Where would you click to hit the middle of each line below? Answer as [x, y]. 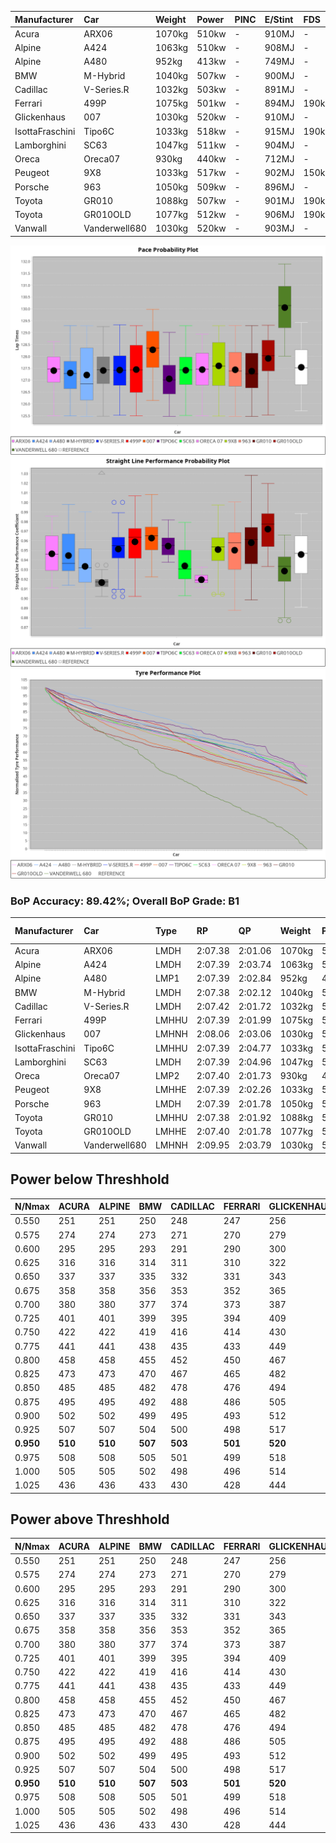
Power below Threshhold [90, 1179]
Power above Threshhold [90, 1519]
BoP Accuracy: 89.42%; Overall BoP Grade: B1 [125, 901]
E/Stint [279, 19]
